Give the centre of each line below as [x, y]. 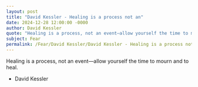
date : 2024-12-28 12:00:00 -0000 [47, 22]
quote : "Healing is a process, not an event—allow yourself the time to [97, 34]
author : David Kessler [34, 28]
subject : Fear [24, 39]
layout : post [22, 11]
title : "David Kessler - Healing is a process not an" [75, 17]
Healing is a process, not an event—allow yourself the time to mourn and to [98, 61]
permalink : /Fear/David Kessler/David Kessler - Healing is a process [95, 45]
